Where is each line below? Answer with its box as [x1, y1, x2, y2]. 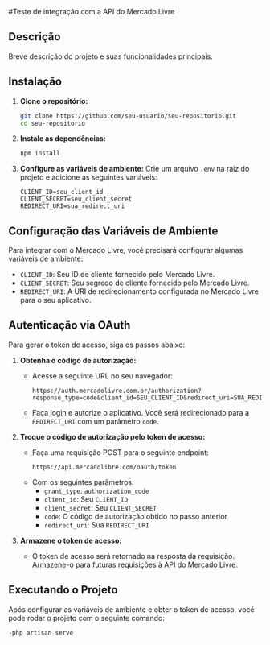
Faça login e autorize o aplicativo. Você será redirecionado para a [31, 407, 250, 417]
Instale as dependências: [19, 134, 106, 143]
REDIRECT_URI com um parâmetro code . [31, 416, 159, 426]
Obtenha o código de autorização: [19, 355, 137, 365]
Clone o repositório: [19, 96, 88, 105]
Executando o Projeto [8, 583, 118, 597]
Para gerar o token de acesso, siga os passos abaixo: [8, 340, 186, 349]
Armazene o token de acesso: [19, 535, 122, 545]
